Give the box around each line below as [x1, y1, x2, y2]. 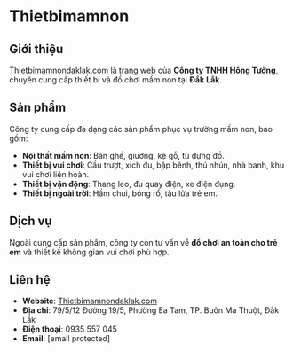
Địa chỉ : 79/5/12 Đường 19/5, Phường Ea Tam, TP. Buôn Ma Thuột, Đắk [21, 305, 280, 316]
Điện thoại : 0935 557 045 [21, 324, 118, 334]
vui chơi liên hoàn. [21, 168, 90, 179]
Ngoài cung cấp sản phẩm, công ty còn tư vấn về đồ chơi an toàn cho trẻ [9, 237, 278, 247]
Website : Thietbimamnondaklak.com [21, 295, 158, 307]
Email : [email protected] [21, 333, 111, 344]
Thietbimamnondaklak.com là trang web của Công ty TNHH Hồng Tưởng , [9, 65, 279, 75]
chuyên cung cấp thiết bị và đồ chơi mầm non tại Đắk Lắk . [9, 74, 222, 85]
